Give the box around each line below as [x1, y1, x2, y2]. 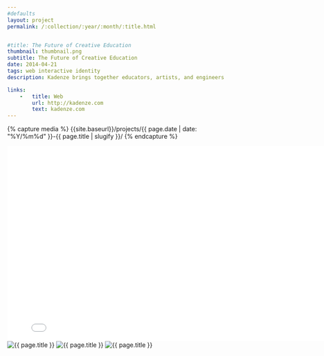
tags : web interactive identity [7, 67, 100, 74]
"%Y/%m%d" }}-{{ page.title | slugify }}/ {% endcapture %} [7, 133, 178, 141]
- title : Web [19, 93, 64, 100]
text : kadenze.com [32, 105, 85, 113]
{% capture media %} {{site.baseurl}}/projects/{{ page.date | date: [7, 125, 197, 133]
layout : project [7, 17, 54, 24]
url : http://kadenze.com [32, 99, 104, 106]
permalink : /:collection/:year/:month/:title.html [7, 23, 156, 30]
